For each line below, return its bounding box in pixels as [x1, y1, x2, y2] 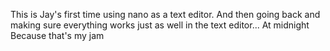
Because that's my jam [10, 30, 105, 41]
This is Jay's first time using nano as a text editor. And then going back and [10, 9, 321, 20]
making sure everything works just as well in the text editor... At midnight [10, 19, 310, 31]
